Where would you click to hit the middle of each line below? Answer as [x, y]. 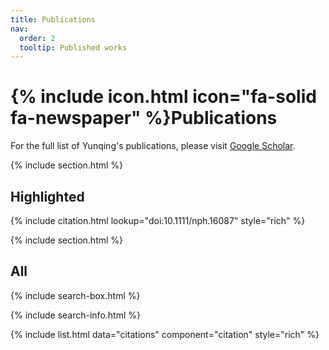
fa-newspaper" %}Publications [144, 118]
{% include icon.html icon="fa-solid [163, 97]
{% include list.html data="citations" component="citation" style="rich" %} [165, 334]
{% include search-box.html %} [75, 295]
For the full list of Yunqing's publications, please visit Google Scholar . [153, 146]
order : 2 [37, 38]
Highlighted [47, 196]
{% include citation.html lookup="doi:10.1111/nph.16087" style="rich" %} [158, 220]
